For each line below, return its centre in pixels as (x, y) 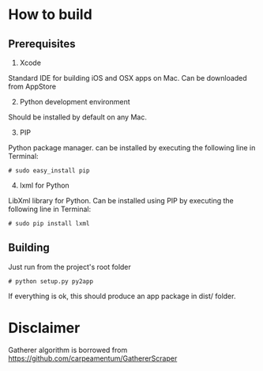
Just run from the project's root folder (70, 267)
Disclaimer (44, 328)
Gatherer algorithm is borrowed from (68, 350)
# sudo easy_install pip (49, 171)
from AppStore (32, 86)
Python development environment (75, 102)
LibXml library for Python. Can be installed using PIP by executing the (121, 201)
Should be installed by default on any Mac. (78, 117)
